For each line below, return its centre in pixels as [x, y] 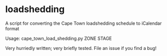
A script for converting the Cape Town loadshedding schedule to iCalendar [83, 23]
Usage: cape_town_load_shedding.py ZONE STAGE [59, 38]
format [12, 28]
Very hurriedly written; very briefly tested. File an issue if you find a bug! [81, 48]
